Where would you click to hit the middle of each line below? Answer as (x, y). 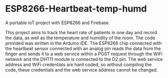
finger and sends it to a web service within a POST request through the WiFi (84, 54)
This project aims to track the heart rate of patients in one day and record (81, 32)
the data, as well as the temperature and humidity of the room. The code (80, 38)
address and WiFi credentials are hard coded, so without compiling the (78, 64)
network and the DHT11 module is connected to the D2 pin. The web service (84, 59)
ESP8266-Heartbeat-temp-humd (76, 9)
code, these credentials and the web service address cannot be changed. (82, 70)
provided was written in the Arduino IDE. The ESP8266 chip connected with (83, 43)
